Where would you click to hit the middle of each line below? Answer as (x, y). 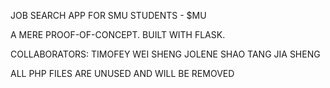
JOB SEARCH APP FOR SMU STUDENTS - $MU (108, 15)
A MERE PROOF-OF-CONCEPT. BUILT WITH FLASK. (118, 34)
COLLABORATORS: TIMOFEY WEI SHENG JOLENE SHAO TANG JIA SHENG (165, 54)
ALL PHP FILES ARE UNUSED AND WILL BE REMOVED (122, 73)
